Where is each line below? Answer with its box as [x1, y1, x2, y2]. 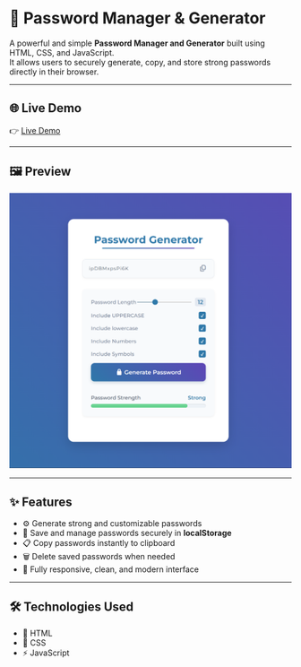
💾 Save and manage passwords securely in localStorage [21, 528, 232, 539]
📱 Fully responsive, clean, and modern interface [21, 564, 200, 575]
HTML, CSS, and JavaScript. [9, 47, 115, 57]
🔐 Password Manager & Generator [9, 8, 266, 29]
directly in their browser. [9, 66, 99, 77]
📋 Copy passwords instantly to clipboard [21, 538, 176, 549]
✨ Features [9, 494, 73, 509]
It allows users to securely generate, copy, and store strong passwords [9, 56, 271, 67]
